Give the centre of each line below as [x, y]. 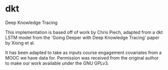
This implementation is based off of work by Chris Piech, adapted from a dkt [84, 32]
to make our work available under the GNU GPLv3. [57, 63]
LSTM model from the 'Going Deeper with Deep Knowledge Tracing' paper [82, 37]
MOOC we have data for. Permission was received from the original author [82, 57]
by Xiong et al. [20, 42]
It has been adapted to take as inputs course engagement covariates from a [83, 52]
